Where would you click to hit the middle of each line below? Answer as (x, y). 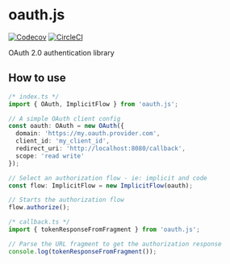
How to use (37, 78)
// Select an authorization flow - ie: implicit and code (108, 178)
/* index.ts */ (34, 97)
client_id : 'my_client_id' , (63, 141)
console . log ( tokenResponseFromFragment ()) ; (83, 251)
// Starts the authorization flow (67, 200)
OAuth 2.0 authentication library (61, 52)
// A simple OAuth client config (65, 118)
